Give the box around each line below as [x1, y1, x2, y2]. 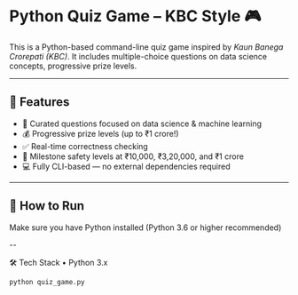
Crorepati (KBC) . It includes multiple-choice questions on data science [9, 51, 268, 61]
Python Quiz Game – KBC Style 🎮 [9, 6, 262, 27]
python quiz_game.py [9, 277, 86, 286]
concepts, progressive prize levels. [9, 60, 137, 71]
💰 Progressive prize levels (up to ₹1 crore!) [21, 128, 179, 139]
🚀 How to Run [9, 198, 85, 213]
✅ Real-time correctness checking [21, 140, 148, 151]
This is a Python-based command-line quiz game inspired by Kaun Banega [9, 41, 284, 52]
